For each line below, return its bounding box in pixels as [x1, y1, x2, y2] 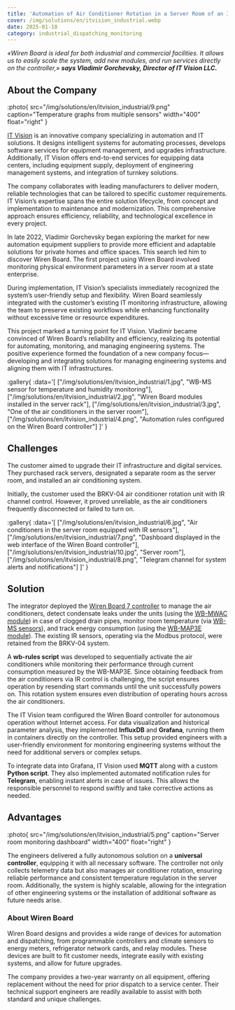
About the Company [7, 84, 97, 96]
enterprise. [7, 270, 39, 279]
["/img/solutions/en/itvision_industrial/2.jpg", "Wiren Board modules [7, 393, 203, 401]
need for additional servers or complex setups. [7, 747, 142, 756]
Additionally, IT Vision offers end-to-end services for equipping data [7, 153, 204, 162]
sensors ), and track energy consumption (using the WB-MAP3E [18, 624, 202, 632]
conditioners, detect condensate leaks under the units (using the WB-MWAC [7, 609, 228, 617]
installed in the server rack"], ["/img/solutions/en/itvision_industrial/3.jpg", [7, 400, 221, 408]
